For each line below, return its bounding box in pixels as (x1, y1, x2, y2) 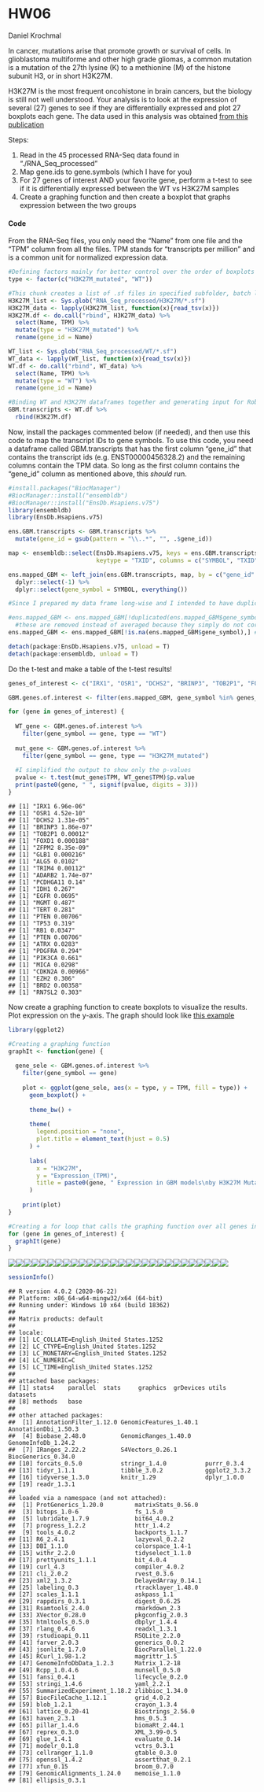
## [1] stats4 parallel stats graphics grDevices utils (8, 1384, 226, 1392)
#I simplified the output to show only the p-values (15, 767, 192, 774)
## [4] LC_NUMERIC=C (8, 1357, 76, 1365)
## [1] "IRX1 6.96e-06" (8, 802, 86, 811)
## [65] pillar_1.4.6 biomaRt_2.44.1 (8, 1721, 185, 1730)
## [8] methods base (8, 1398, 82, 1406)
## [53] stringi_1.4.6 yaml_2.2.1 (8, 1680, 170, 1688)
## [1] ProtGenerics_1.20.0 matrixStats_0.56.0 (8, 1501, 199, 1509)
